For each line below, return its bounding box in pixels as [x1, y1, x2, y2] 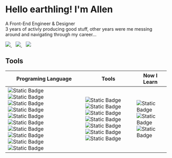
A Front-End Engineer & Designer [5, 20, 75, 27]
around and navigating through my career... [5, 31, 97, 37]
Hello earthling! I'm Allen [5, 4, 113, 15]
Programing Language [16, 75, 72, 82]
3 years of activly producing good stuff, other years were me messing [5, 26, 153, 32]
